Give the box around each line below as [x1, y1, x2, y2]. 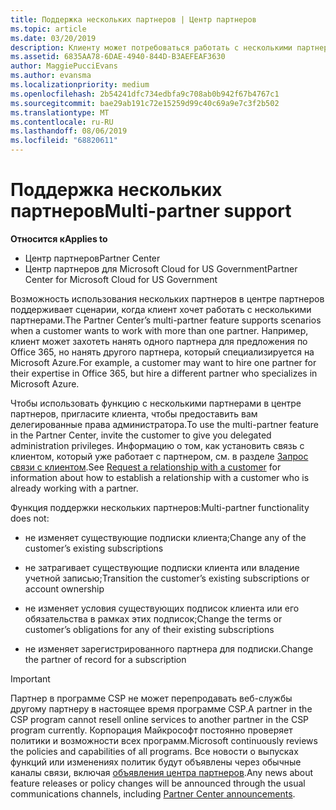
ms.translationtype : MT [10, 107, 110, 118]
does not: [10, 512, 50, 524]
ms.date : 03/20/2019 [10, 33, 97, 43]
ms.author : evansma [10, 71, 92, 81]
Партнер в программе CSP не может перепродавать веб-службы [10, 692, 293, 704]
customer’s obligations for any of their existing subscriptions [24, 623, 275, 635]
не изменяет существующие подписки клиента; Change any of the [24, 531, 307, 543]
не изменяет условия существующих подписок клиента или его [24, 602, 300, 614]
